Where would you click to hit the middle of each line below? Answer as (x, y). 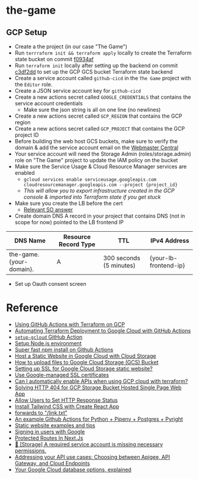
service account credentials (49, 103)
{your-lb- (164, 258)
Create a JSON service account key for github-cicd (78, 91)
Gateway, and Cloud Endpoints (52, 463)
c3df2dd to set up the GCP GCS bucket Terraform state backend (94, 72)
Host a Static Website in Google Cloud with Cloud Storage (85, 356)
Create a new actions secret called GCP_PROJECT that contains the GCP (100, 129)
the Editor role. (33, 84)
